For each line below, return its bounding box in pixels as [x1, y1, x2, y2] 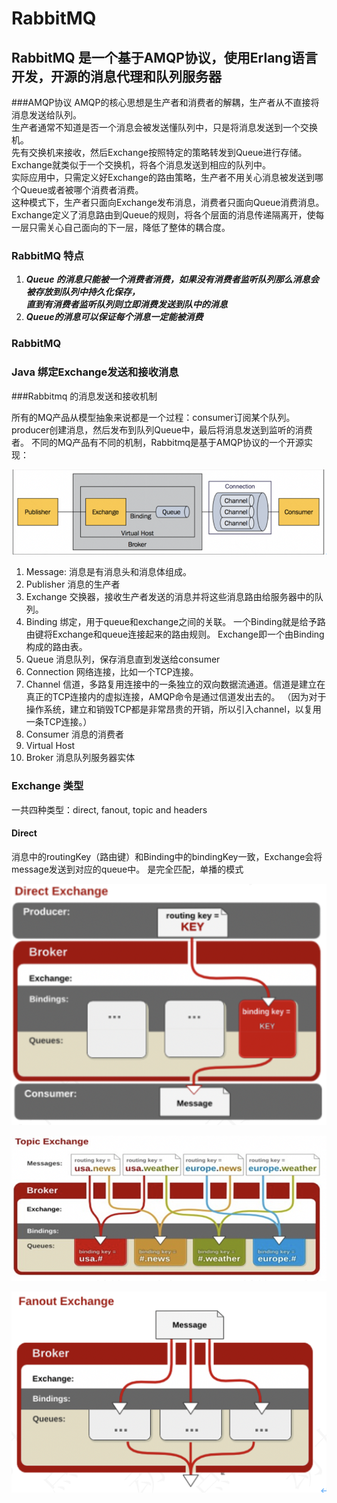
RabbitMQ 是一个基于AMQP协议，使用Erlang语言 [11, 49, 318, 66]
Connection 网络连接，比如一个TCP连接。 [25, 666, 199, 678]
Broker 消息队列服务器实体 [25, 752, 136, 764]
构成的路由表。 [25, 641, 88, 653]
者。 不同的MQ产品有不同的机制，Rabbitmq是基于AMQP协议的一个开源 [11, 436, 304, 448]
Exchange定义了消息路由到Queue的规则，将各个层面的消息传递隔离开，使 [11, 209, 316, 221]
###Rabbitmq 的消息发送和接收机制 [11, 390, 158, 402]
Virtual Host [25, 740, 76, 752]
